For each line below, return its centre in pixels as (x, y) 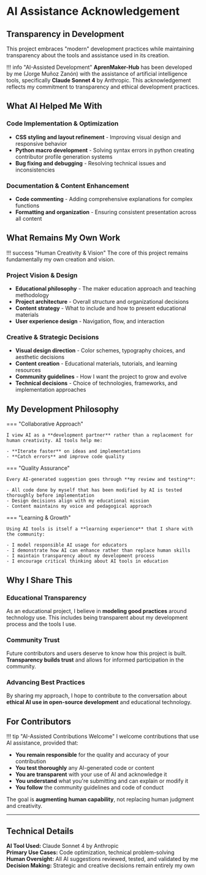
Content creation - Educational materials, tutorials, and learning (96, 363)
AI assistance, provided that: (42, 743)
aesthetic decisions (40, 357)
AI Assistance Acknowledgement (93, 11)
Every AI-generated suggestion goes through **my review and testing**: (101, 480)
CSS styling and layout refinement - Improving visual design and (98, 137)
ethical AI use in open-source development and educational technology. (99, 702)
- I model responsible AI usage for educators (67, 545)
